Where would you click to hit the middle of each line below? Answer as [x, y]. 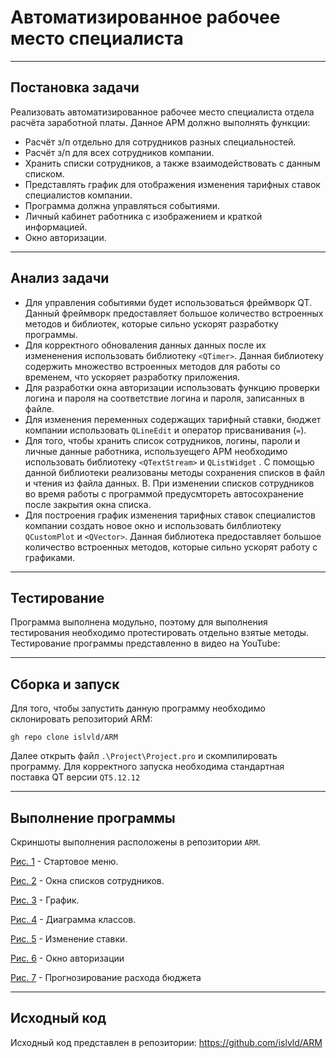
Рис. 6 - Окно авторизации [67, 958]
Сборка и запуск [65, 684]
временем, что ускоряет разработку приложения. [132, 377]
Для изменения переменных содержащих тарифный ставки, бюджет [173, 419]
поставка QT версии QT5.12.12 [75, 777]
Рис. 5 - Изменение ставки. [69, 939]
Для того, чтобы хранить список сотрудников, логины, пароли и [162, 440]
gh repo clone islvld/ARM [64, 737]
